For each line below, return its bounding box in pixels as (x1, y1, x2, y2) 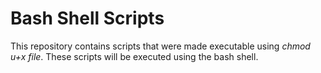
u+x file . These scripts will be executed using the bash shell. (10, 50, 259, 62)
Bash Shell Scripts (10, 7, 165, 30)
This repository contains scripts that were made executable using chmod (10, 40, 311, 52)
